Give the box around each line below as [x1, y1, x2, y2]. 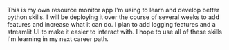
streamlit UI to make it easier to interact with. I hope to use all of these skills [7, 27, 223, 36]
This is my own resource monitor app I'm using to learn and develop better [7, 6, 220, 14]
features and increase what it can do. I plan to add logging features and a [7, 21, 216, 28]
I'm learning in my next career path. [7, 35, 109, 43]
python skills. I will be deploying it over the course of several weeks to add [7, 13, 219, 21]
